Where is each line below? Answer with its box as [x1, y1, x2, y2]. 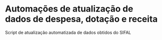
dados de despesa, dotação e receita [5, 13, 158, 25]
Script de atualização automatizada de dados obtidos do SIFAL [5, 29, 131, 35]
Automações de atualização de [5, 3, 133, 14]
